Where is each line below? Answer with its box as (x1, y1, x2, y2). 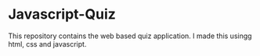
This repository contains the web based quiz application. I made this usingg (8, 31, 252, 40)
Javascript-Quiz (8, 5, 116, 23)
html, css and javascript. (8, 39, 87, 48)
